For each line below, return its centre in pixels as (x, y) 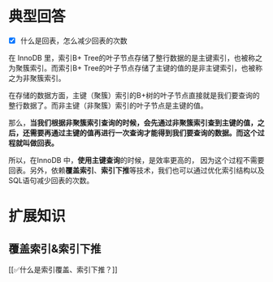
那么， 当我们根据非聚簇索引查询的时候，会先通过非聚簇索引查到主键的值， (133, 123)
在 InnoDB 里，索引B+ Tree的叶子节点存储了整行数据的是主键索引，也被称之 (135, 58)
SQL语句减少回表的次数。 (51, 180)
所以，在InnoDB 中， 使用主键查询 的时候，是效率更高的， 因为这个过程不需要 (136, 160)
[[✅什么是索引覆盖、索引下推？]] (63, 269)
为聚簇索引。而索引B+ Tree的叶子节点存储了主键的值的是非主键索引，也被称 (135, 68)
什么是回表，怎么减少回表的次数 (74, 41)
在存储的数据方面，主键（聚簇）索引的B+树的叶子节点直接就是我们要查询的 (134, 95)
